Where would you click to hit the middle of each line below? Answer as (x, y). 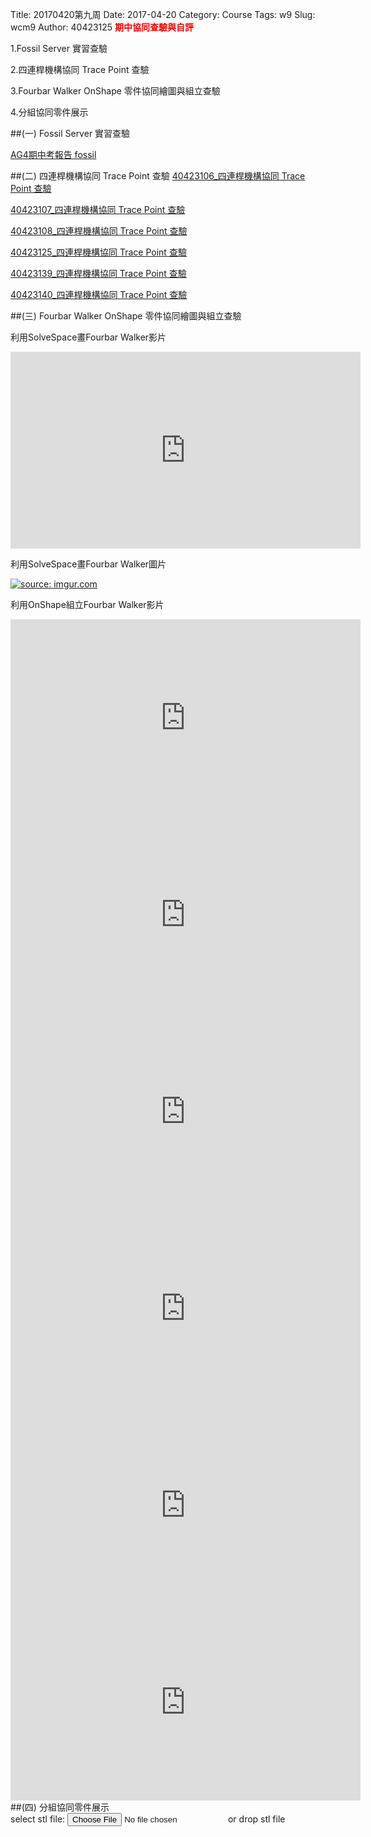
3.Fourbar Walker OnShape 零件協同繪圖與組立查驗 (115, 91)
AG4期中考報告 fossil (53, 154)
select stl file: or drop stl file (148, 1819)
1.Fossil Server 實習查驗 (59, 48)
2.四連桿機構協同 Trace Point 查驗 (80, 69)
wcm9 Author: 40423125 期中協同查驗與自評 (102, 27)
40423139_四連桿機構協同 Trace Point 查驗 (98, 273)
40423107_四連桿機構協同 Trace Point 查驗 (98, 209)
